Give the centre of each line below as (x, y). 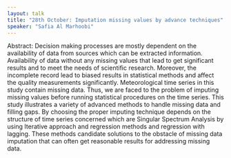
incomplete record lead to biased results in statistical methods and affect (111, 75)
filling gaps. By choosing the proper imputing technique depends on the (109, 112)
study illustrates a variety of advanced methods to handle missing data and (114, 105)
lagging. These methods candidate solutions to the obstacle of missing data (115, 134)
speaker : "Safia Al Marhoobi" (51, 26)
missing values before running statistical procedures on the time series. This (115, 97)
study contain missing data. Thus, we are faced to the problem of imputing (113, 90)
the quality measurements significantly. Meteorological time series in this (111, 83)
